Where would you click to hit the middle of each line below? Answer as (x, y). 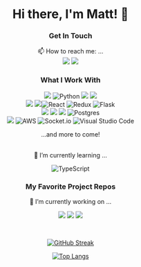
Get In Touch (70, 36)
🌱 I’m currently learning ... (70, 155)
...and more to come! (70, 134)
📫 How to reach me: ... (70, 51)
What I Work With (70, 80)
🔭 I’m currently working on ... (70, 202)
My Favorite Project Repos (70, 187)
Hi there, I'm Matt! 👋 (70, 14)
